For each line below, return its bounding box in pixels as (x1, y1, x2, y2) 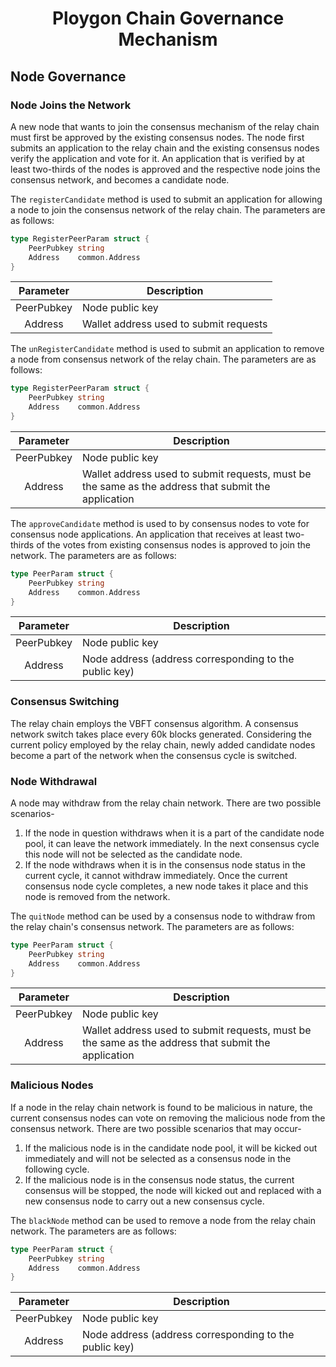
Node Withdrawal (10, 774, 98, 788)
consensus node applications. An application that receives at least (10, 528, 283, 540)
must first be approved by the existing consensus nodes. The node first (10, 131, 305, 143)
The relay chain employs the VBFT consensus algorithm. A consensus (10, 717, 299, 729)
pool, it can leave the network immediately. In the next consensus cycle (24, 837, 320, 849)
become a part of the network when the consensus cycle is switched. (10, 749, 298, 761)
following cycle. (24, 1163, 90, 1175)
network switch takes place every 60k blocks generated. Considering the (10, 728, 313, 740)
